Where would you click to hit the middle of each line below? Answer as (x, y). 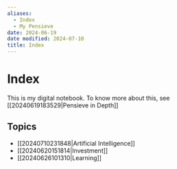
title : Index (26, 45)
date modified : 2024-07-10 (46, 39)
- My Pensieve (33, 26)
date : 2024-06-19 (32, 32)
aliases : (20, 13)
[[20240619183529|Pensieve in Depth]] (63, 105)
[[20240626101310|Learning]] (59, 157)
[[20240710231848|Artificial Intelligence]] (76, 143)
